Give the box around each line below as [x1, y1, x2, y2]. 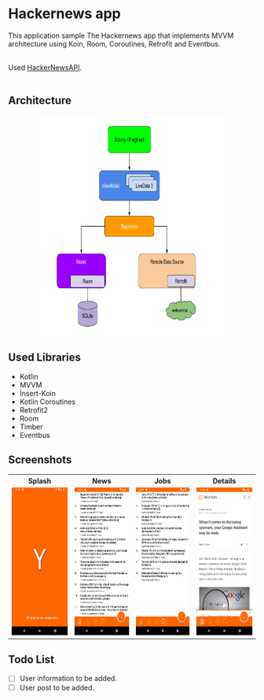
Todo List [8, 653, 55, 666]
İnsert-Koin [19, 388, 57, 398]
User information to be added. [19, 674, 118, 683]
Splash [27, 476, 52, 485]
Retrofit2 [19, 405, 49, 414]
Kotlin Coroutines [19, 397, 76, 406]
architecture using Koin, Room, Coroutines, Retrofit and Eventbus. [8, 39, 221, 48]
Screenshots [8, 453, 72, 466]
